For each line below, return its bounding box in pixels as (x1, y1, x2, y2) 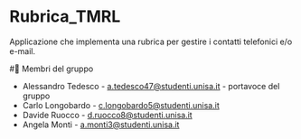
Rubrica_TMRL (9, 6, 121, 27)
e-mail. (9, 45, 36, 56)
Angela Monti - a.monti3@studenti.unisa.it (22, 119, 180, 130)
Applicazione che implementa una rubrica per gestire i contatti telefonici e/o (9, 36, 293, 47)
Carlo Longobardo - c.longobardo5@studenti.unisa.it (22, 99, 220, 110)
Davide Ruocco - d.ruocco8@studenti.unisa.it (22, 109, 193, 120)
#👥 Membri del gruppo (9, 63, 94, 74)
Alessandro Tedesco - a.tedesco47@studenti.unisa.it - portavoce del (22, 80, 280, 91)
